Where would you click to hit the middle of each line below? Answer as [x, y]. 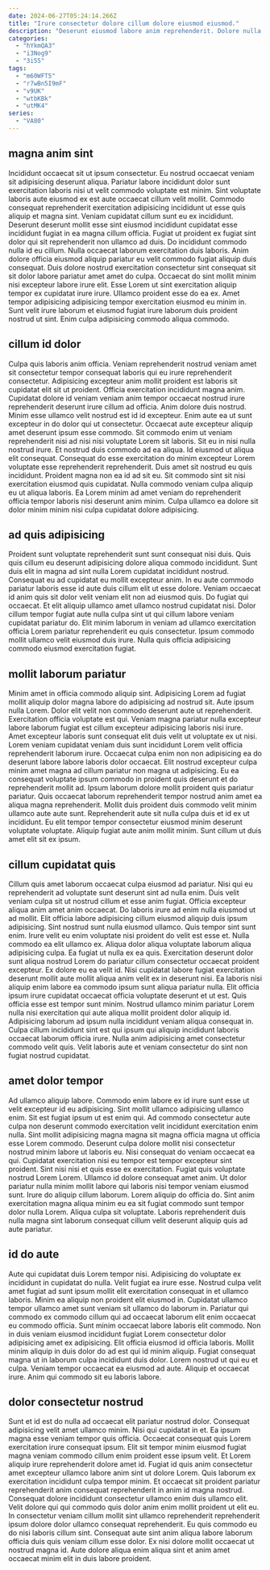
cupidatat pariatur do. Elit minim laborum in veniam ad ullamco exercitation [132, 623]
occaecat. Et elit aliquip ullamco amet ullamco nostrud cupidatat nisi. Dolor [132, 605]
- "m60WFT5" [36, 76]
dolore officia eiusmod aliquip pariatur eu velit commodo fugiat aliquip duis [133, 258]
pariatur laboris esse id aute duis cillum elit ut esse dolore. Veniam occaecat [135, 588]
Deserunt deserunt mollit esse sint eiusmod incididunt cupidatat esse [123, 224]
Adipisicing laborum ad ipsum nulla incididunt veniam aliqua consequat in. [131, 1021]
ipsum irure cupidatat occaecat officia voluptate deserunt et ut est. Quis [128, 995]
